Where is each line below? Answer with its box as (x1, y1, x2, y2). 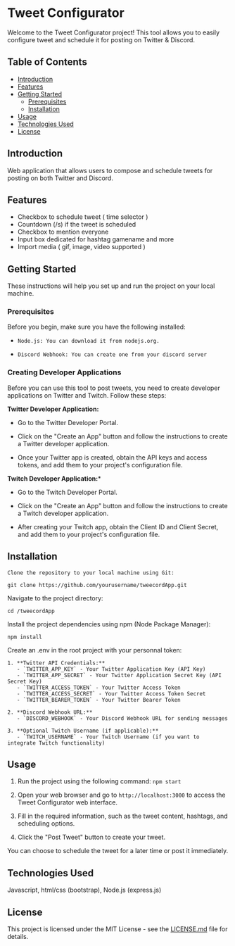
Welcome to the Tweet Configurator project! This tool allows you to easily (7, 28, 220, 37)
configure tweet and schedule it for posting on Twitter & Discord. (7, 35, 196, 44)
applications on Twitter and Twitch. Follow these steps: (7, 391, 167, 399)
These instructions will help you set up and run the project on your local (7, 282, 215, 290)
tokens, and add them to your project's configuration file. (17, 460, 183, 469)
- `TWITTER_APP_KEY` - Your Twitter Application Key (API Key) (16, 665, 206, 673)
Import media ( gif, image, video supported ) (17, 243, 146, 251)
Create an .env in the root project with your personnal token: (7, 645, 182, 654)
